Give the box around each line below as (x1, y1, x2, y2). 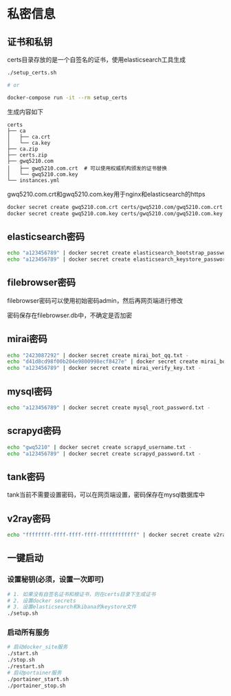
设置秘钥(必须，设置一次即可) (7, 575, 104, 584)
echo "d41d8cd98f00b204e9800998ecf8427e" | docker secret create (7, 358, 198, 366)
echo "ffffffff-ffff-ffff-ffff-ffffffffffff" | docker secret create (7, 532, 211, 539)
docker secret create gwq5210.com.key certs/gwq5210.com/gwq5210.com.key (7, 210, 223, 217)
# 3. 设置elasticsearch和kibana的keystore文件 (7, 604, 137, 610)
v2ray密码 (7, 513, 51, 524)
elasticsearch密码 (7, 230, 85, 242)
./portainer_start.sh (7, 675, 69, 683)
